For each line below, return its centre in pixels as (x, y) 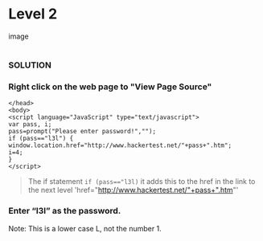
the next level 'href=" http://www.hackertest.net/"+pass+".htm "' (133, 190)
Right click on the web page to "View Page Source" (110, 87)
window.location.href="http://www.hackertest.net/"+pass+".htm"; (120, 145)
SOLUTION (30, 65)
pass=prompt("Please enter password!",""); (82, 132)
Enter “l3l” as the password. (65, 211)
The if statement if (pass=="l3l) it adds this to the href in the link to (142, 182)
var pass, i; (30, 125)
